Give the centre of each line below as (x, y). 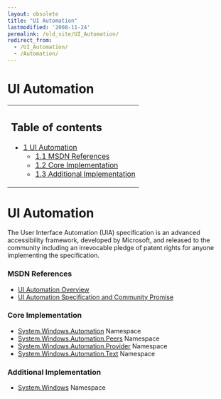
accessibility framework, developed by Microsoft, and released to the (109, 240)
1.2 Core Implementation (77, 165)
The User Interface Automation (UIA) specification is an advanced (104, 233)
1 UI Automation (50, 147)
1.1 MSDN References (72, 156)
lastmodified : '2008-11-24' (49, 27)
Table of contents (56, 128)
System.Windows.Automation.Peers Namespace (88, 338)
